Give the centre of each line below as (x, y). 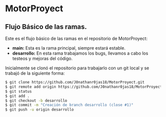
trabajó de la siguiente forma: (35, 73)
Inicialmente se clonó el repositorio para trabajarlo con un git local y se (77, 68)
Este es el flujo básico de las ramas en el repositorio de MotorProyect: (76, 38)
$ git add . (17, 96)
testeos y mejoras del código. (42, 58)
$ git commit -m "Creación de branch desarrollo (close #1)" (69, 105)
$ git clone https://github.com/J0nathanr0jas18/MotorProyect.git (75, 82)
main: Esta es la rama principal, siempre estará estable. (69, 48)
